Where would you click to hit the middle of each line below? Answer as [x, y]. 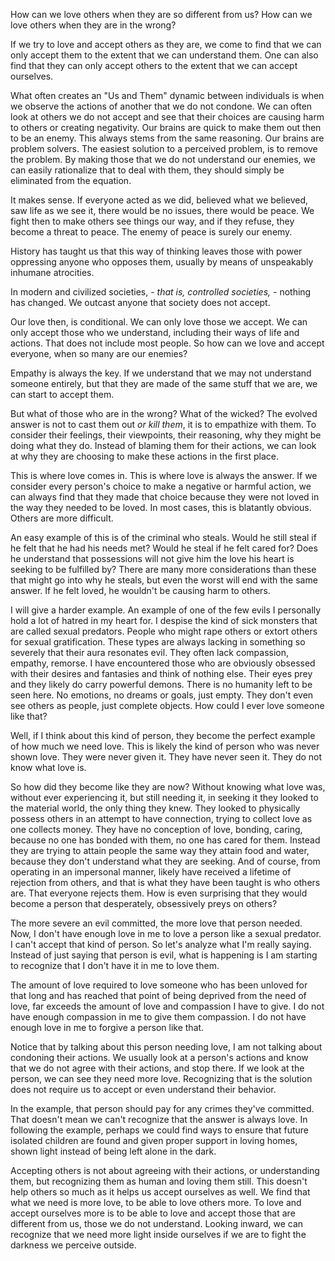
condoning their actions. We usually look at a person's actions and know [159, 1057]
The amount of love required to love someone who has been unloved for [159, 985]
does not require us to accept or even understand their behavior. [143, 1089]
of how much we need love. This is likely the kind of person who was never [165, 746]
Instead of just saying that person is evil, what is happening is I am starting [164, 955]
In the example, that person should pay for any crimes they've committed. [162, 1108]
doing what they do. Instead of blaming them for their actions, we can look [163, 445]
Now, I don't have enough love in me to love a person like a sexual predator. [166, 933]
